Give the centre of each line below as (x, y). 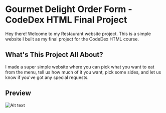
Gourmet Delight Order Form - (69, 9)
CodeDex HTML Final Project (66, 20)
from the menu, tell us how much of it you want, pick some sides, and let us (83, 72)
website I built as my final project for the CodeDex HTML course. (72, 39)
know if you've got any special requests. (47, 77)
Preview (18, 93)
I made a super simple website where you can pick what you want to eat (80, 66)
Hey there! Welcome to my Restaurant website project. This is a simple (78, 33)
